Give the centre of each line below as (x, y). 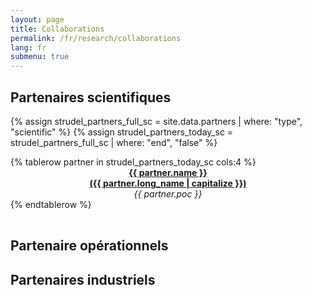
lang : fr (28, 47)
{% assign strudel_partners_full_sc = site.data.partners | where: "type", (156, 121)
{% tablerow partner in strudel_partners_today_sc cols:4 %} (133, 162)
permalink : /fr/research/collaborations (96, 38)
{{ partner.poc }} (168, 193)
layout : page (37, 19)
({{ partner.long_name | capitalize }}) (168, 183)
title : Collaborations (57, 29)
